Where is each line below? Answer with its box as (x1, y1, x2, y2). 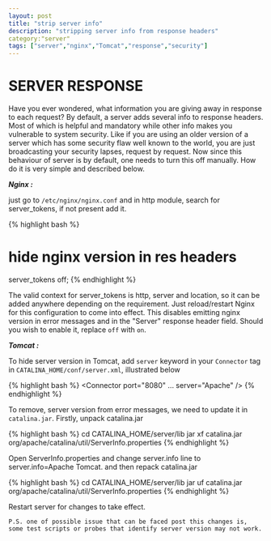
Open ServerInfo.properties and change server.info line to (8, 454, 201, 462)
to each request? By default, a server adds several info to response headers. (8, 113, 264, 122)
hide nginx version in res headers (8, 248, 237, 266)
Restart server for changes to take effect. (8, 502, 146, 511)
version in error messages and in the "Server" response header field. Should (8, 317, 264, 326)
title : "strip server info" (8, 19, 104, 28)
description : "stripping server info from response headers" (8, 27, 219, 35)
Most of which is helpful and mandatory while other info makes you (8, 121, 233, 130)
